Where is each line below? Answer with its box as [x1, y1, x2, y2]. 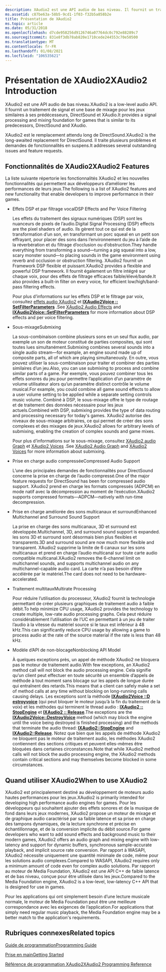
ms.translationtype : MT [5, 40, 54, 45]
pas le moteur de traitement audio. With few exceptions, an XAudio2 [12, 662, 150, 668]
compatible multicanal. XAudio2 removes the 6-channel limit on [12, 555, 141, 561]
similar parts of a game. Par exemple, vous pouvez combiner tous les [12, 371, 153, 377]
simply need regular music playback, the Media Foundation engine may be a [5, 909, 161, 915]
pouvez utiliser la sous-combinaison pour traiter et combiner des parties [12, 360, 160, 366]
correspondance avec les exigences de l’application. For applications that [5, 904, 154, 910]
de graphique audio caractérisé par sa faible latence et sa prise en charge [5, 815, 156, 822]
